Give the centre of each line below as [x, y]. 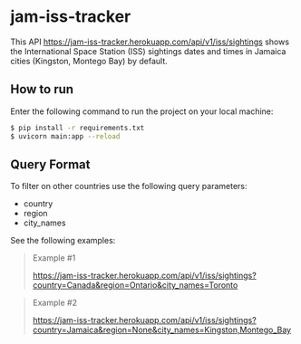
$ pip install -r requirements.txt [78, 128]
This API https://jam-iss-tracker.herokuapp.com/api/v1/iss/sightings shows [150, 42]
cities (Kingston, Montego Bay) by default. [89, 61]
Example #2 [55, 303]
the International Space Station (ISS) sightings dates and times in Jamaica [148, 51]
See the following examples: [63, 241]
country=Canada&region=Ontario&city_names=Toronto [135, 285]
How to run [42, 89]
